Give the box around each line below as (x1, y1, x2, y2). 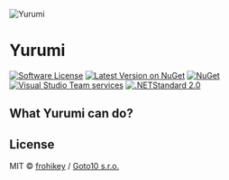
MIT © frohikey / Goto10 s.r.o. (9, 161, 120, 172)
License (9, 137, 55, 152)
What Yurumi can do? (9, 106, 133, 121)
